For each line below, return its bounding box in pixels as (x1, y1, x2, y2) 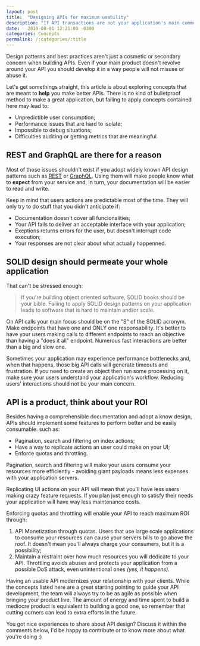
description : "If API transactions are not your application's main (6, 20, 180, 26)
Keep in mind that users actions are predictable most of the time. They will (6, 196, 189, 203)
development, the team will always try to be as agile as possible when (6, 590, 177, 597)
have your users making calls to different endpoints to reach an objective (6, 330, 185, 337)
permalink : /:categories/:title (6, 36, 86, 42)
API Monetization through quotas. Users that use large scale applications (14, 528, 194, 535)
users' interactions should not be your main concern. (6, 380, 136, 387)
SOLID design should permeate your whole (6, 257, 168, 267)
